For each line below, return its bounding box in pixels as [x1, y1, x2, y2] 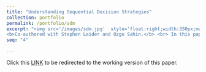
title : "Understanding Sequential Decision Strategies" [6, 8, 152, 15]
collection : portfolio [6, 15, 64, 21]
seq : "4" [6, 37, 29, 43]
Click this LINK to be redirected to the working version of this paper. [6, 59, 178, 66]
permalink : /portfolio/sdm [6, 20, 75, 26]
